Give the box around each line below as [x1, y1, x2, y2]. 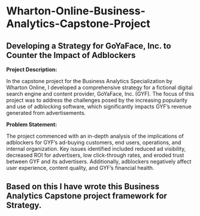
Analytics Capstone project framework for [6, 191, 168, 201]
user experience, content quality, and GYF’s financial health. [6, 165, 154, 171]
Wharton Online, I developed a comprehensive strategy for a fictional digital [6, 84, 193, 91]
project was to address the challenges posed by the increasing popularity [6, 97, 187, 104]
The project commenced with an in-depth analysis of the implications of [6, 133, 184, 139]
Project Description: [6, 66, 57, 73]
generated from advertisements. [6, 109, 86, 116]
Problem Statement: [6, 121, 57, 128]
